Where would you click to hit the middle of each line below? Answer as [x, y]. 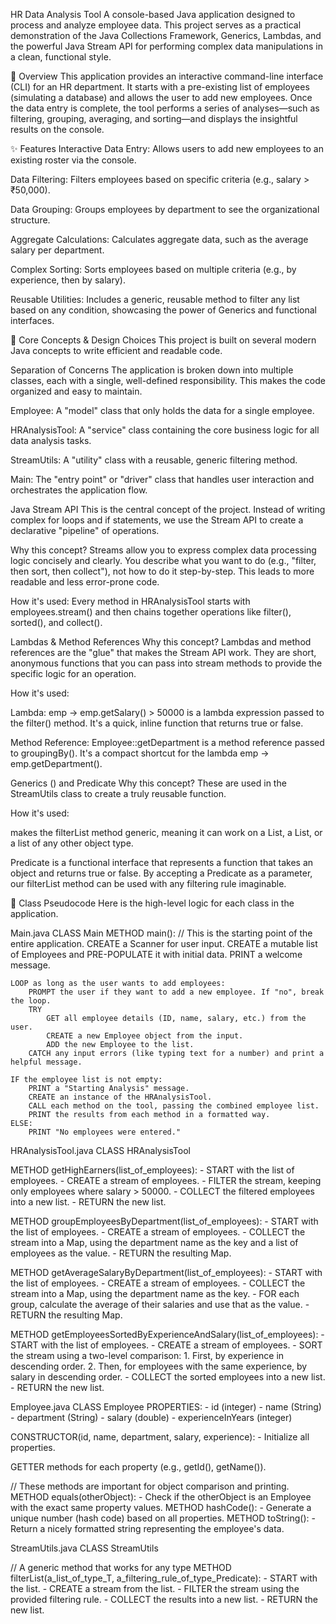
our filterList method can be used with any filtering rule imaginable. [148, 883]
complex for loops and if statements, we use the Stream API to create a [157, 520]
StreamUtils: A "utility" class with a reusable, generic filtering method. [154, 460]
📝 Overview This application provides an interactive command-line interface [167, 76]
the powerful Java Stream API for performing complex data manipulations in [166, 46]
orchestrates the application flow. [79, 490]
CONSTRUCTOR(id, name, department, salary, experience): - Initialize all [160, 1437]
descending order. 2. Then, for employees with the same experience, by [159, 1366]
